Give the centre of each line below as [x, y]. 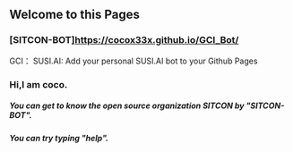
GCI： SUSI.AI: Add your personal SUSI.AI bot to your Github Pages [134, 61]
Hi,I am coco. [39, 84]
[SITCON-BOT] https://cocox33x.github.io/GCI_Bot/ [124, 40]
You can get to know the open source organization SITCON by [127, 106]
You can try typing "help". [59, 138]
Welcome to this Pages [75, 15]
